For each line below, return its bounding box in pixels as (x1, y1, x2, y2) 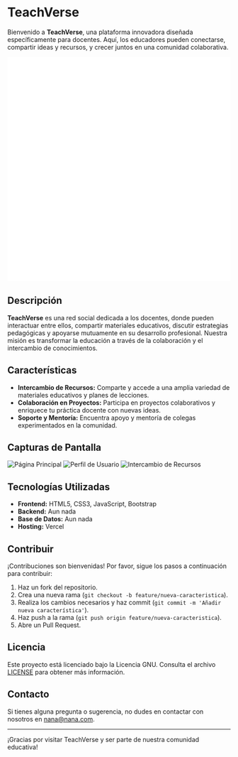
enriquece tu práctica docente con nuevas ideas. (17, 405, 161, 414)
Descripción (7, 295, 62, 307)
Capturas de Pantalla (7, 441, 101, 453)
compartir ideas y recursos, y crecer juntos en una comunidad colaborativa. (7, 43, 229, 51)
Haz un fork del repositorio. (17, 583, 98, 592)
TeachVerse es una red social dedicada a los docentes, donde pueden (7, 313, 215, 322)
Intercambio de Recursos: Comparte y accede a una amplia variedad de (17, 383, 230, 391)
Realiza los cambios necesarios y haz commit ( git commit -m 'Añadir (17, 598, 222, 606)
